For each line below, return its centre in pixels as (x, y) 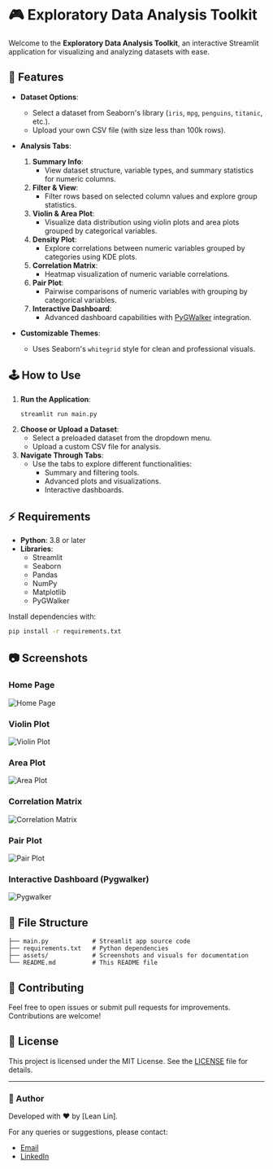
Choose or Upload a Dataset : (69, 429)
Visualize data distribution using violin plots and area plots (142, 222)
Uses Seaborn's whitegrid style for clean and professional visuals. (144, 348)
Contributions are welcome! (55, 1016)
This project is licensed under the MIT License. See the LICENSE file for (128, 1061)
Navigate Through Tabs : (62, 455)
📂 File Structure (48, 923)
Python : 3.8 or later (53, 541)
